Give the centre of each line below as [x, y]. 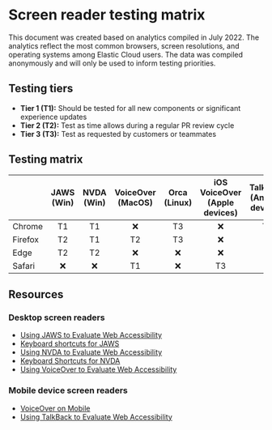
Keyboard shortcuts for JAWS [70, 344]
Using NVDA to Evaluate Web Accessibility [91, 352]
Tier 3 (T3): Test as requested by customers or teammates [118, 134]
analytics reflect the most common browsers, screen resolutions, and [124, 45]
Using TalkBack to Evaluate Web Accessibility [96, 417]
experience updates [53, 117]
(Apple [221, 202]
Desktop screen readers [57, 317]
